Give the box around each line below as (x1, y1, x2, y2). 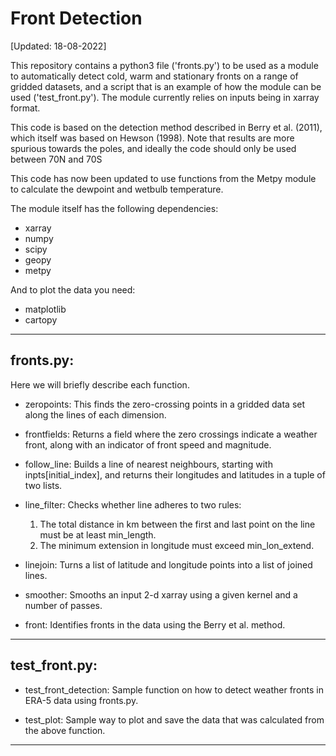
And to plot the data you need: (10, 283, 136, 296)
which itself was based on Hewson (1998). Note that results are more (10, 132, 295, 144)
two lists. (24, 479, 63, 491)
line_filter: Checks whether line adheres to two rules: (24, 498, 242, 511)
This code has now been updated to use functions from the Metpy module (10, 172, 317, 184)
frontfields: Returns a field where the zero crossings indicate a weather (24, 428, 318, 440)
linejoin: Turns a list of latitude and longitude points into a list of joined (24, 558, 313, 571)
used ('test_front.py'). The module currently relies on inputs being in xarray (10, 91, 320, 103)
